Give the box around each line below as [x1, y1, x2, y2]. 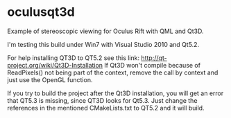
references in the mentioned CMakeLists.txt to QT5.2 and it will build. [7, 104, 205, 112]
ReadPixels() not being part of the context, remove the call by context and [7, 68, 219, 77]
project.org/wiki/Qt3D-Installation [7, 61, 103, 69]
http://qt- [141, 53, 168, 62]
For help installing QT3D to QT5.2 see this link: [7, 53, 140, 62]
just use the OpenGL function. [7, 75, 93, 83]
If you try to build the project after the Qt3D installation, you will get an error [7, 89, 224, 97]
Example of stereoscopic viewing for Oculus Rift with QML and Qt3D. [7, 27, 204, 35]
